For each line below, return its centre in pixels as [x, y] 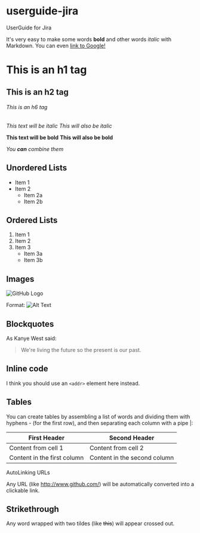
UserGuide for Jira [29, 28]
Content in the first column [47, 457]
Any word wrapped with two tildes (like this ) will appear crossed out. [90, 523]
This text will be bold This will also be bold [60, 137]
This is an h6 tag [27, 107]
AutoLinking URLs [28, 472]
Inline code [27, 369]
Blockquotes [30, 324]
